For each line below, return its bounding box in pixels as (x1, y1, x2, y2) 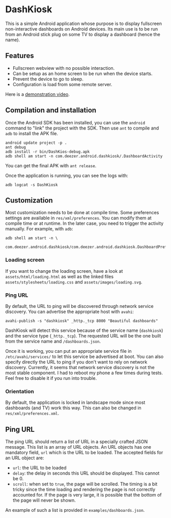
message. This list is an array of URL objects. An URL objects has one (5, 444, 152, 450)
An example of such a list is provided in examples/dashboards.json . (5, 507, 145, 513)
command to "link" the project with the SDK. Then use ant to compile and (5, 125, 159, 131)
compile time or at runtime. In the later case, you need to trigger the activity (5, 220, 164, 226)
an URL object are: (5, 455, 44, 461)
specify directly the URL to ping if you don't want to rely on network (5, 358, 148, 365)
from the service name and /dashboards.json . (5, 338, 101, 344)
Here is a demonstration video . (5, 91, 70, 97)
